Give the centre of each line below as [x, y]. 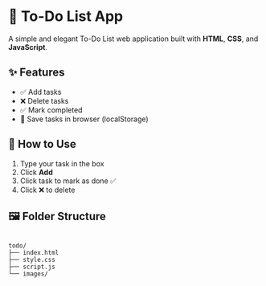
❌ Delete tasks [44, 100]
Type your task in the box [62, 163]
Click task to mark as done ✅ [68, 181]
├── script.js [32, 267]
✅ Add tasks [41, 92]
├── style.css [32, 260]
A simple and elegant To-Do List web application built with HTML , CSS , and [133, 39]
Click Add [37, 172]
